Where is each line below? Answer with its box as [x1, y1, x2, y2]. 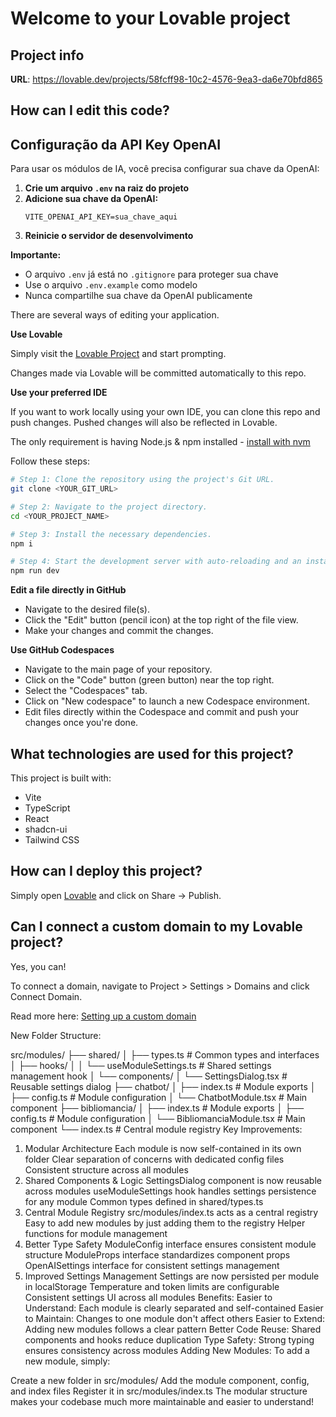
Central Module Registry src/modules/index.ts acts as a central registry [24, 1206, 319, 1218]
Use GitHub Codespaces [10, 644, 115, 656]
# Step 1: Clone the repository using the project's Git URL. [10, 475, 275, 485]
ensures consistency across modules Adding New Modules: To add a [24, 1344, 310, 1356]
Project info [10, 47, 85, 64]
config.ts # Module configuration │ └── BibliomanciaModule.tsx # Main [10, 1112, 306, 1124]
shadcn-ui [24, 823, 68, 836]
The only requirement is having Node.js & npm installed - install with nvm [10, 436, 311, 448]
